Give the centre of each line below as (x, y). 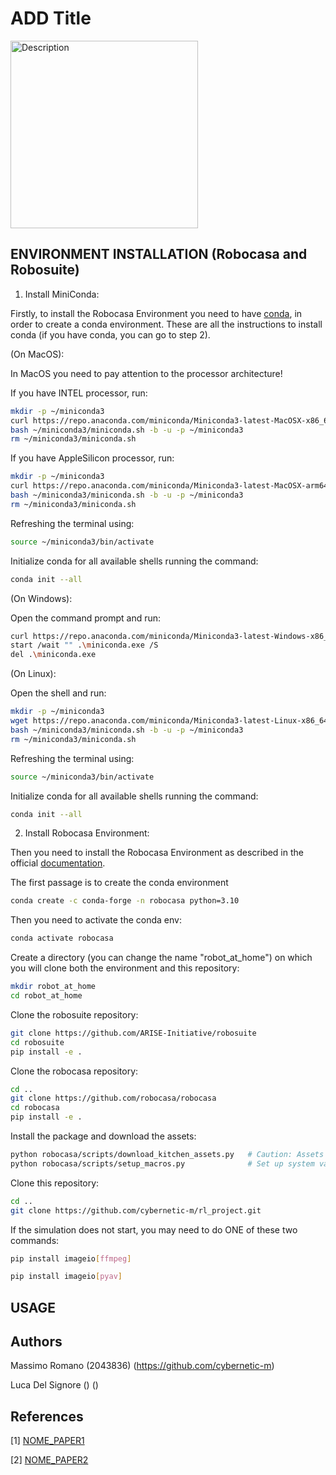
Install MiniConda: (62, 294)
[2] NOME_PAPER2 (49, 1460)
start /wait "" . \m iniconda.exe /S (84, 645)
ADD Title (51, 18)
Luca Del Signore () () (54, 1385)
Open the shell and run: (58, 693)
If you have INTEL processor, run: (79, 393)
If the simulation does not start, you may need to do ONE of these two (154, 1229)
